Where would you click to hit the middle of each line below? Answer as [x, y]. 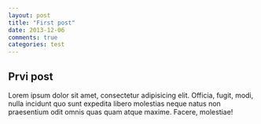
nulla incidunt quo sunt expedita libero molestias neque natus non [115, 104]
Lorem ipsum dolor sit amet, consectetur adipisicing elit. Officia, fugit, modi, [131, 95]
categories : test [37, 45]
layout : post [29, 15]
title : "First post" [42, 23]
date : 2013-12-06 [37, 30]
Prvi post [31, 77]
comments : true [33, 37]
